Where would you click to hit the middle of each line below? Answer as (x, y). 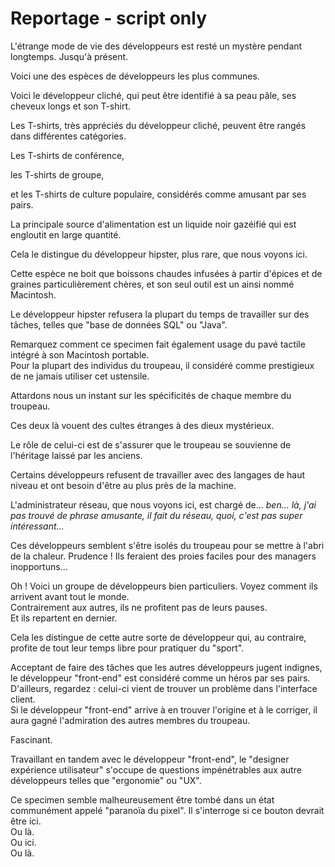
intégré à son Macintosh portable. (80, 354)
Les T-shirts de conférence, (67, 155)
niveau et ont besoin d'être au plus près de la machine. (123, 485)
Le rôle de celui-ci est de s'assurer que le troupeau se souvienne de (151, 444)
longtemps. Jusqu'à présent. (69, 56)
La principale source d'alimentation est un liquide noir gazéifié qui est (153, 224)
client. (23, 699)
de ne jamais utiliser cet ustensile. (80, 376)
